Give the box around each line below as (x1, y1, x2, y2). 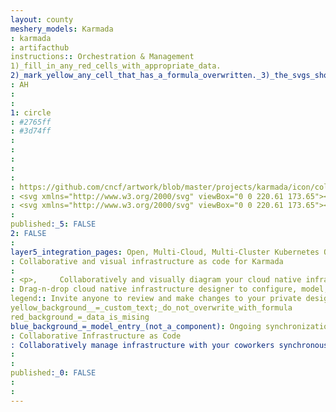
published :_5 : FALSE (10, 219, 97, 230)
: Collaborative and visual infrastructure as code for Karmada (10, 256, 284, 266)
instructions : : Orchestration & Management (10, 52, 195, 62)
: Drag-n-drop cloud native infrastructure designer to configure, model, (10, 284, 329, 295)
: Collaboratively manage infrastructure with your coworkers (10, 340, 275, 350)
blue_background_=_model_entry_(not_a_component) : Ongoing (10, 321, 262, 331)
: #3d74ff (10, 126, 52, 136)
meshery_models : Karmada (10, 24, 114, 34)
